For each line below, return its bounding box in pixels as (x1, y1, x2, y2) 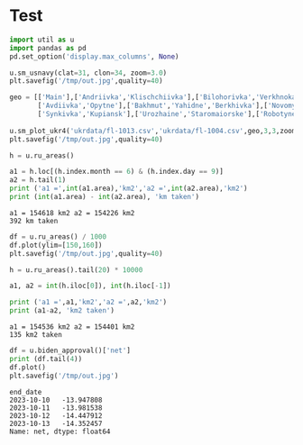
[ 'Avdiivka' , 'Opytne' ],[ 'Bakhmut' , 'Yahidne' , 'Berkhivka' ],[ (37, 101, 269, 111)
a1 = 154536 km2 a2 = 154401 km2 (9, 322, 135, 331)
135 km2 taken (9, 331, 63, 340)
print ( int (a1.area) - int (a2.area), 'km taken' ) (9, 193, 200, 202)
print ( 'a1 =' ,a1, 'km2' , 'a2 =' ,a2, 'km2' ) (9, 298, 168, 307)
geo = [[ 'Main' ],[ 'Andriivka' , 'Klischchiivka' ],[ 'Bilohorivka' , (9, 93, 256, 102)
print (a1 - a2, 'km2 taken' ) (9, 306, 115, 315)
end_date (9, 387, 42, 396)
